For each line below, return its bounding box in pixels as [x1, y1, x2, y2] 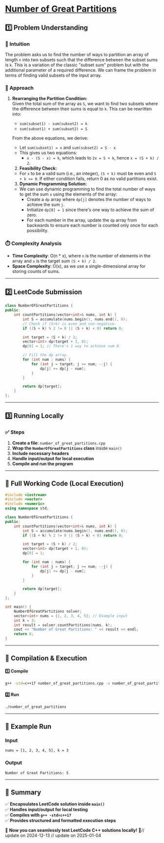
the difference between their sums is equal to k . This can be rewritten [12, 106, 152, 112]
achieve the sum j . [26, 201, 65, 208]
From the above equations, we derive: [12, 135, 88, 141]
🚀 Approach [5, 84, 34, 91]
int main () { [5, 604, 32, 609]
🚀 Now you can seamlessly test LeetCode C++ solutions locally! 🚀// [5, 827, 145, 833]
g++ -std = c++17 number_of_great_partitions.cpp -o [5, 681, 110, 686]
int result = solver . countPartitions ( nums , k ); [14, 622, 112, 627]
